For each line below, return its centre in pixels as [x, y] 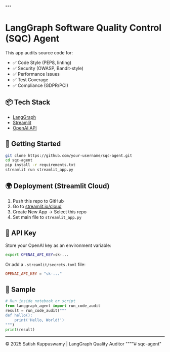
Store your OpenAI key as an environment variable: [58, 245]
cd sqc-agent [19, 160]
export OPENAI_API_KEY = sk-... [37, 254]
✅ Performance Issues [36, 74]
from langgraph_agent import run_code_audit [53, 306]
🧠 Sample [20, 289]
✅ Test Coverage [30, 79]
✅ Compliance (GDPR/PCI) [40, 85]
